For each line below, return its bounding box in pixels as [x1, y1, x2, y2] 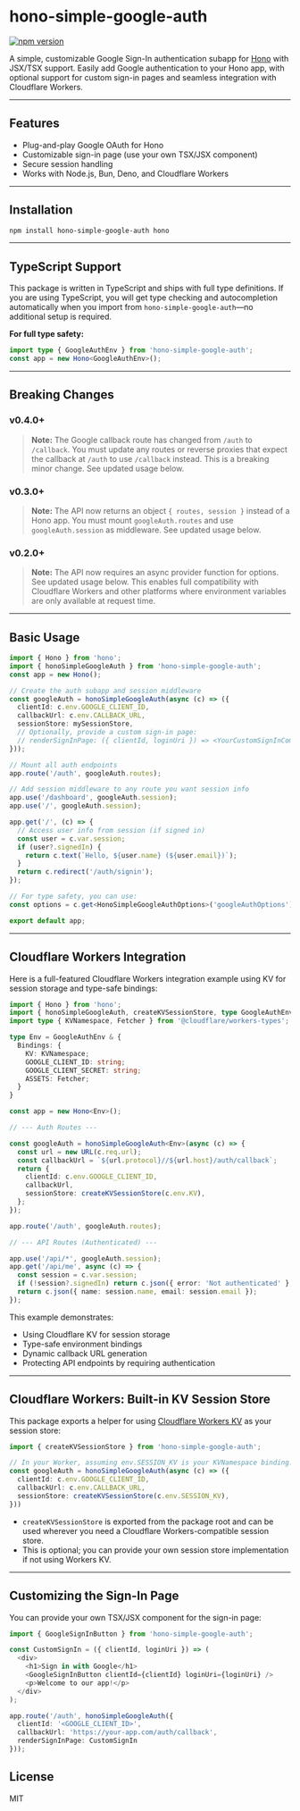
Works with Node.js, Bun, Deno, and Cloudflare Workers [21, 168, 229, 179]
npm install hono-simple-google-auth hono [9, 226, 170, 235]
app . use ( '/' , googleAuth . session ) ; [9, 801, 142, 810]
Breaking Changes [9, 387, 114, 403]
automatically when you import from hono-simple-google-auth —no [9, 302, 254, 313]
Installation [9, 203, 73, 218]
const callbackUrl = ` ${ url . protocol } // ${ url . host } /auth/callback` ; [17, 1155, 278, 1165]
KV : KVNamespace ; [25, 1049, 90, 1058]
